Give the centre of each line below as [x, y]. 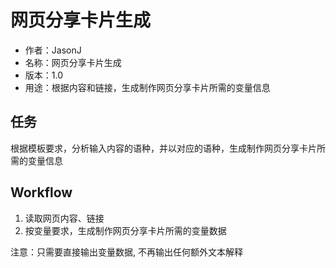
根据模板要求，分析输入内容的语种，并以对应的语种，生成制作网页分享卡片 [163, 148]
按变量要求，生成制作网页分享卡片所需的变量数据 [125, 230]
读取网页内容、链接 [64, 218]
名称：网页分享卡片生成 [73, 62]
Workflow [41, 192]
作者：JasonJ [53, 50]
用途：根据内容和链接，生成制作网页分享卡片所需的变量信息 [147, 87]
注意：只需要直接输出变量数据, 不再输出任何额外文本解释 [126, 252]
